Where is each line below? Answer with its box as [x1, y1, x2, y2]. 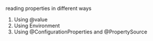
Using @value [13, 16, 48, 23]
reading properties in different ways [5, 5, 92, 12]
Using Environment [13, 23, 60, 29]
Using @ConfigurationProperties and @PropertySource [13, 28, 147, 35]
